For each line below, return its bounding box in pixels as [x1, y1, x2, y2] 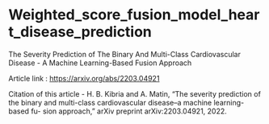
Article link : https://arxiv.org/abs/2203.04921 [8, 73, 160, 83]
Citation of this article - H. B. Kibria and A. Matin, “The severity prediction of [8, 89, 261, 98]
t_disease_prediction [8, 23, 152, 41]
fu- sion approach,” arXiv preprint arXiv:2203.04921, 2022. [31, 106, 228, 116]
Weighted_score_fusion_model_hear [8, 6, 260, 24]
